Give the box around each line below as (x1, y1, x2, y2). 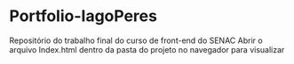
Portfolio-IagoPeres (9, 6, 158, 26)
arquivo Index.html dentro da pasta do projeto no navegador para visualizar (9, 44, 285, 54)
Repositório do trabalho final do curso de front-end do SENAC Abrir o (9, 35, 264, 46)
